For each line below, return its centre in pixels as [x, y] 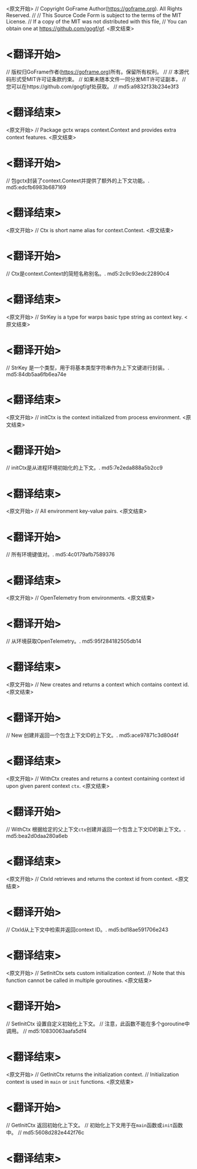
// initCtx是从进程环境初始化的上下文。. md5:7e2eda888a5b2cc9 [84, 468]
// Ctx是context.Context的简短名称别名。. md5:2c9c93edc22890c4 [88, 273]
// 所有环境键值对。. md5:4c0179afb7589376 [61, 555]
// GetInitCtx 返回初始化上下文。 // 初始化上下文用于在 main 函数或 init [89, 1125]
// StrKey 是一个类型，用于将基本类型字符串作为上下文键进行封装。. [88, 368]
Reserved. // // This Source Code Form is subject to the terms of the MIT [94, 15]
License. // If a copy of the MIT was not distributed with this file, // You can [96, 21]
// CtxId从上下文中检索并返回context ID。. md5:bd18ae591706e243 [87, 929]
